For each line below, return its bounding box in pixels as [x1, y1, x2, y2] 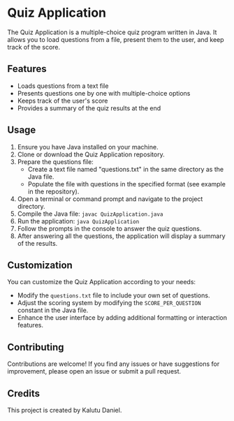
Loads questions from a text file [17, 82, 109, 90]
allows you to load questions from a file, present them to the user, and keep [7, 35, 225, 43]
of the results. [17, 239, 58, 247]
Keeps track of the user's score [17, 96, 108, 105]
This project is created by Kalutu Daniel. [7, 406, 122, 414]
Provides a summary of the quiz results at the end [17, 103, 161, 112]
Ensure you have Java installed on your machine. [17, 142, 159, 151]
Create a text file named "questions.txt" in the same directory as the [27, 165, 224, 173]
